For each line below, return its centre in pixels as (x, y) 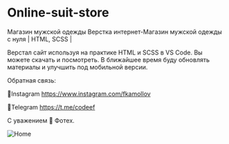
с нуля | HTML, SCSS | (40, 39)
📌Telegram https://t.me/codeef (51, 107)
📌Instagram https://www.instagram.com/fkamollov (79, 94)
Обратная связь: (32, 80)
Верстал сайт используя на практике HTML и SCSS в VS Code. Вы (105, 52)
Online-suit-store (58, 13)
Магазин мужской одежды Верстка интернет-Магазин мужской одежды (115, 32)
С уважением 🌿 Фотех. (41, 120)
